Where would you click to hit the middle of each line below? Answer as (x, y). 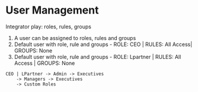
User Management (52, 10)
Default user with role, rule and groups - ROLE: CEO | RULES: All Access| (103, 44)
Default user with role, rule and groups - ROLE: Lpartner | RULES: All (98, 57)
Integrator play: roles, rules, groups (48, 27)
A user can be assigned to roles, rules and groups (75, 38)
